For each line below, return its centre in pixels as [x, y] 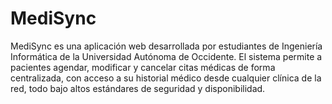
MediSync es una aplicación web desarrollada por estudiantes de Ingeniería [166, 46]
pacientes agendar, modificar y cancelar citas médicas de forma [143, 67]
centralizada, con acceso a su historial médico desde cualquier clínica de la [166, 78]
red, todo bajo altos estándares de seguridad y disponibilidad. [138, 88]
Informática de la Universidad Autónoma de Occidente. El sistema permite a [166, 56]
